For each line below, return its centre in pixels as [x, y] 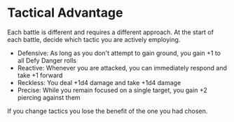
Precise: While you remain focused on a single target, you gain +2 [112, 90]
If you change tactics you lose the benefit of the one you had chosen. [108, 111]
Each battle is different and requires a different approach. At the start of [110, 32]
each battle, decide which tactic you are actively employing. [94, 39]
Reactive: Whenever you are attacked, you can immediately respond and [122, 68]
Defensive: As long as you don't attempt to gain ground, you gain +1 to [119, 53]
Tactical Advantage [65, 13]
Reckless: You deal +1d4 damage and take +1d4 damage [99, 82]
